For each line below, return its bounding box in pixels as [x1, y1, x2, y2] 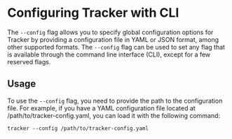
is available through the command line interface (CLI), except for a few [7, 50, 211, 59]
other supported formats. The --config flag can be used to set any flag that [7, 43, 226, 51]
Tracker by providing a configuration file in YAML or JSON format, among [7, 35, 219, 43]
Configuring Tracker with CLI [7, 5, 179, 21]
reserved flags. [7, 57, 51, 66]
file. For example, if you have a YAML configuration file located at [7, 103, 196, 112]
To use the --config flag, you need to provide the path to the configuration [7, 96, 223, 105]
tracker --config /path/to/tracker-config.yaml [7, 124, 149, 132]
